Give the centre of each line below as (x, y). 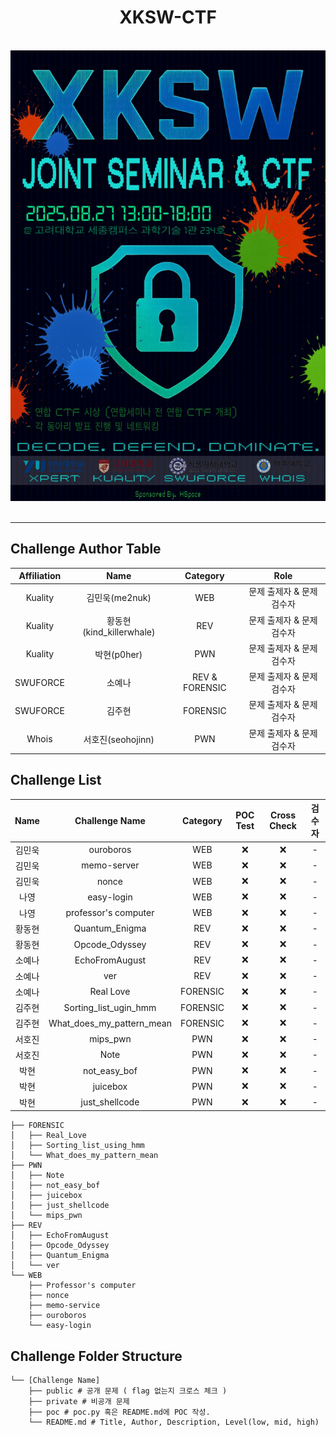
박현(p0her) (118, 654)
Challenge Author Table (86, 549)
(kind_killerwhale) (119, 632)
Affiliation (40, 576)
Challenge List (56, 780)
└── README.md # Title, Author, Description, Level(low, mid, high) (174, 1422)
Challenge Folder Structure (96, 1356)
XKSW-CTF (168, 17)
